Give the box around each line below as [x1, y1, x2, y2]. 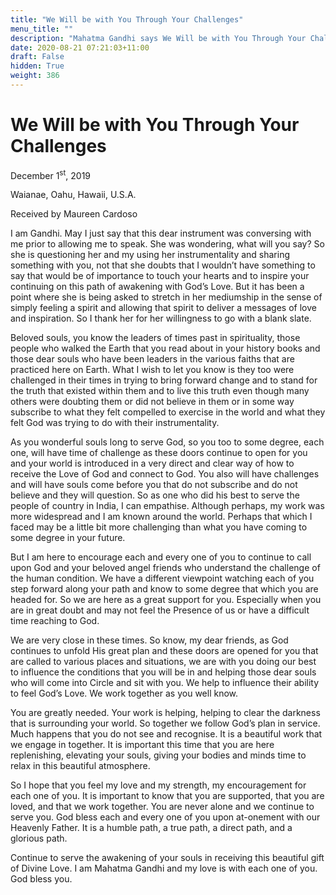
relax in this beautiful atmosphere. [10, 760, 151, 772]
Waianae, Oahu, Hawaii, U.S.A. [10, 189, 137, 201]
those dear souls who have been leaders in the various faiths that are [10, 353, 295, 365]
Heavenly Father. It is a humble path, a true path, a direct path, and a [10, 822, 293, 834]
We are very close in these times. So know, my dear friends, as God [10, 634, 289, 646]
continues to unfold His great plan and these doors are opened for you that [10, 645, 319, 657]
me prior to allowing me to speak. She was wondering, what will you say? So [10, 238, 325, 250]
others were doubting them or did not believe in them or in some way [10, 396, 295, 408]
